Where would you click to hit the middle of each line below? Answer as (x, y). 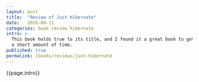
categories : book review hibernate (50, 28)
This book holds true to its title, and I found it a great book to (98, 39)
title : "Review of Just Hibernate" (51, 17)
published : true (26, 51)
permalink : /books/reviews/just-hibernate (59, 56)
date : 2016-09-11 (30, 23)
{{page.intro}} (23, 72)
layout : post (22, 12)
